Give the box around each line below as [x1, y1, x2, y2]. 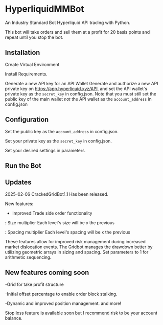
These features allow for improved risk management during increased [5, 238, 146, 244]
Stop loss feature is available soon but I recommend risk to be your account [5, 310, 158, 316]
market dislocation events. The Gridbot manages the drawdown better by [5, 244, 153, 250]
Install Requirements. [5, 71, 47, 77]
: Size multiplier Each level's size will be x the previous [5, 219, 115, 226]
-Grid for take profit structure [5, 281, 64, 287]
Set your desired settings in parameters [5, 147, 85, 153]
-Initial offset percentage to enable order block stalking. [5, 291, 117, 297]
